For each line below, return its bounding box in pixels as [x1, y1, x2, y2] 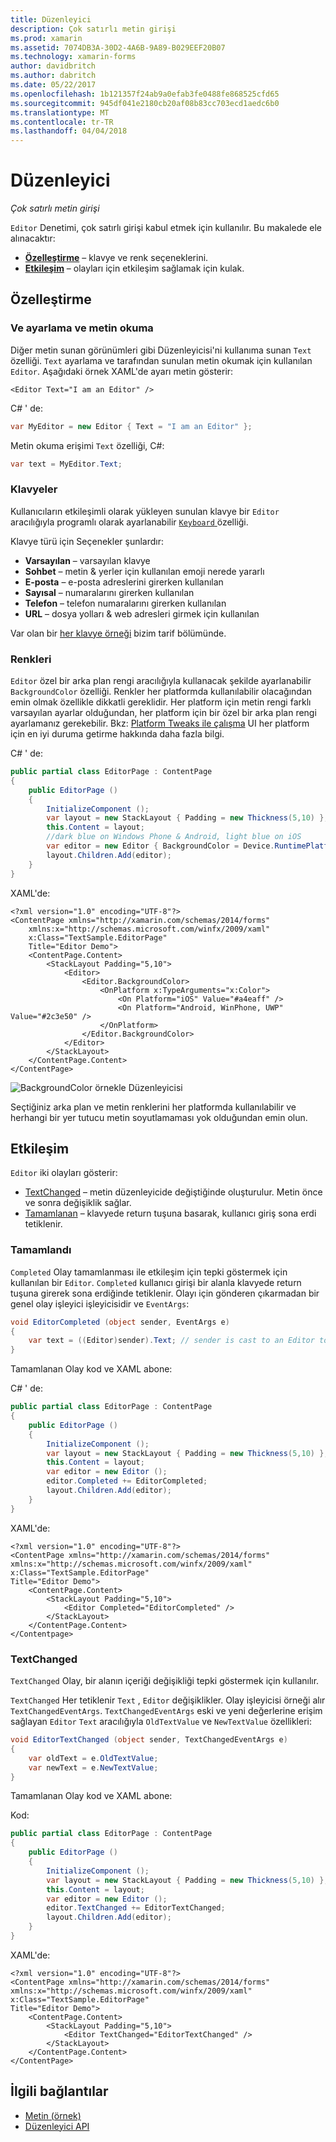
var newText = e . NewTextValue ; [28, 1762, 159, 1773]
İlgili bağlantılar [10, 2083, 109, 2100]
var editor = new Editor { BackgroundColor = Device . [46, 841, 275, 851]
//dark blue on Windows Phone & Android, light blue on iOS [46, 832, 302, 842]
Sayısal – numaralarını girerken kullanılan [24, 586, 195, 598]
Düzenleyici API [24, 2120, 90, 2132]
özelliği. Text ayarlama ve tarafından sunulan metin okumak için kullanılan [10, 354, 313, 366]
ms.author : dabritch [10, 71, 97, 81]
